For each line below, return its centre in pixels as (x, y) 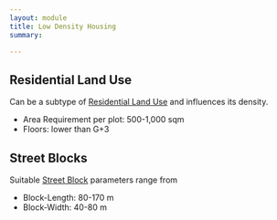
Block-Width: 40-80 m (65, 207)
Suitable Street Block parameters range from (94, 180)
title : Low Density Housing (63, 26)
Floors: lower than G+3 (66, 130)
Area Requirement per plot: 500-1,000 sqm (103, 120)
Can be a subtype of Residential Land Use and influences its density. (139, 102)
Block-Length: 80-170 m (68, 198)
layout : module (38, 18)
